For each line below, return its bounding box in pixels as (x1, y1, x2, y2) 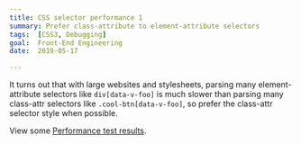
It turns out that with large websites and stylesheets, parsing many (9, 79, 257, 90)
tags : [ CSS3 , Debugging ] (9, 30, 106, 39)
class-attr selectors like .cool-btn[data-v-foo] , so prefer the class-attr (9, 98, 273, 109)
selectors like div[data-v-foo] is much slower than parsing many (42, 89, 284, 100)
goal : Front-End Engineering (9, 38, 123, 48)
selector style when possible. (9, 108, 119, 119)
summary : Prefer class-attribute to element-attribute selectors (9, 22, 260, 31)
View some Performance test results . (9, 125, 147, 136)
